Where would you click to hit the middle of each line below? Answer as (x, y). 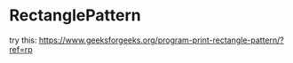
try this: (23, 40)
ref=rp (21, 49)
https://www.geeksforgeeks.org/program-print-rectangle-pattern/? (161, 40)
